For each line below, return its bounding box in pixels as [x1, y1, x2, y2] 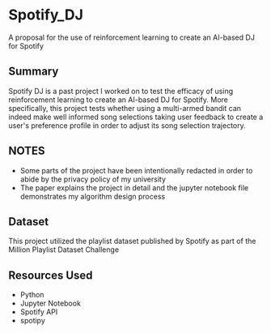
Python [19, 290, 44, 300]
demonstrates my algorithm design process [19, 191, 166, 201]
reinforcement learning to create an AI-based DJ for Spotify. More [8, 95, 228, 105]
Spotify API [19, 307, 58, 317]
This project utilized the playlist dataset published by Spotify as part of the [8, 237, 256, 246]
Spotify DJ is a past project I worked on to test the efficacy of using [8, 86, 234, 96]
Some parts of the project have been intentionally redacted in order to [19, 165, 253, 175]
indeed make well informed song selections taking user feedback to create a [8, 112, 264, 122]
